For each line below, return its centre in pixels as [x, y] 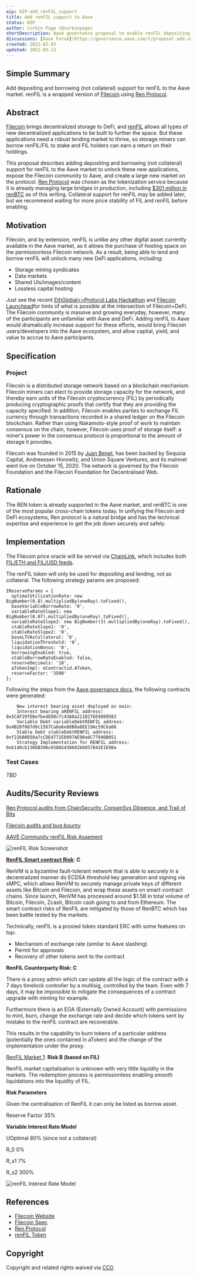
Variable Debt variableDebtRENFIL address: [71, 721]
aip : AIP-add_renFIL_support [42, 11]
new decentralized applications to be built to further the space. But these [94, 133]
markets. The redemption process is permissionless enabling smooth [89, 1075]
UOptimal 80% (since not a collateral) [51, 1138]
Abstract [23, 112]
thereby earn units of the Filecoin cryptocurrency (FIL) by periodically [90, 398]
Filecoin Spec [31, 1222]
